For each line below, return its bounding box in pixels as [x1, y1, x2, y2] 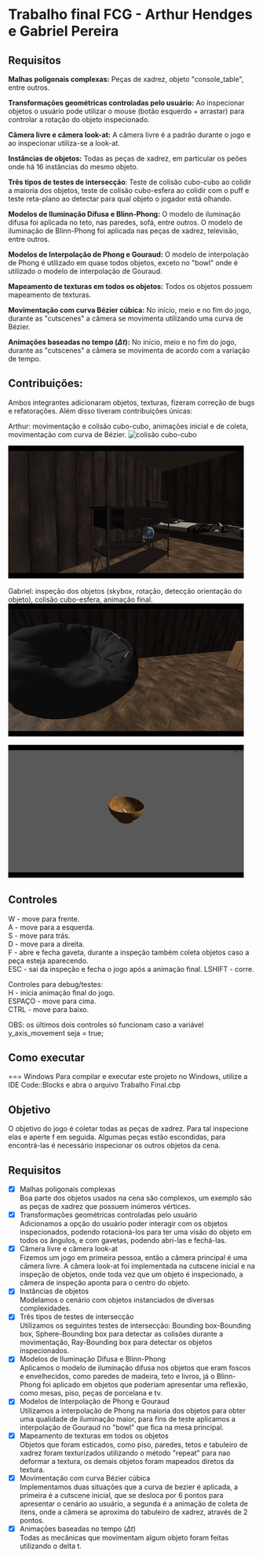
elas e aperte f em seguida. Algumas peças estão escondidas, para [8, 1133, 226, 1142]
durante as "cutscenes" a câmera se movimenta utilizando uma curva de [8, 313, 243, 323]
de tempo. [8, 354, 42, 363]
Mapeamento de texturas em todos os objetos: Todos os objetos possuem [8, 282, 253, 291]
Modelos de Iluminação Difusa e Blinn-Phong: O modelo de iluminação [8, 209, 241, 218]
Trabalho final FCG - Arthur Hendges [8, 6, 253, 24]
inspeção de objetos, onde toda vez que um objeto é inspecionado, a [19, 1270, 243, 1279]
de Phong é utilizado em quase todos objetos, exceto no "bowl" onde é [8, 258, 238, 267]
